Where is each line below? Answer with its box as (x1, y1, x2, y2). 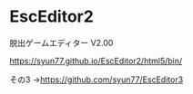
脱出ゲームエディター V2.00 (9, 37, 114, 48)
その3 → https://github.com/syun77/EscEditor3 (9, 74, 184, 85)
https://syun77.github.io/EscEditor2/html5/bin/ (9, 55, 183, 66)
